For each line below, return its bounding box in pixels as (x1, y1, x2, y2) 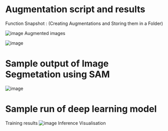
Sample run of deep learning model (5, 103, 157, 115)
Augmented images (24, 30, 66, 36)
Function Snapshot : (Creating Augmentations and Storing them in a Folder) (5, 20, 163, 26)
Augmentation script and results (5, 4, 146, 15)
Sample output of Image (5, 58, 109, 70)
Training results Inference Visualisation (5, 120, 106, 126)
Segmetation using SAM (5, 69, 110, 80)
